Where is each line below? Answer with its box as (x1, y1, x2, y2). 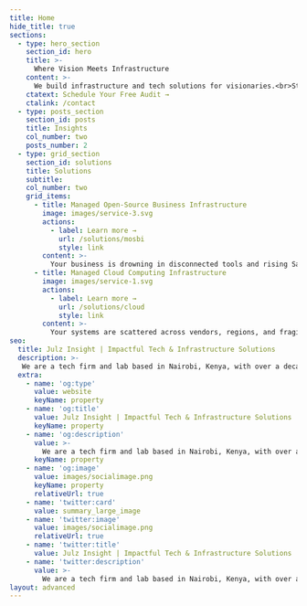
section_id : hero (26, 48, 92, 57)
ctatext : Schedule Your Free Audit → (26, 90, 170, 99)
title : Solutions (26, 166, 92, 175)
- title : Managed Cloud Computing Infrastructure (33, 269, 227, 278)
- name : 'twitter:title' (26, 540, 121, 549)
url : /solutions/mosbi (58, 234, 145, 243)
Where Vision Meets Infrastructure (33, 65, 170, 74)
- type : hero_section (17, 38, 101, 48)
